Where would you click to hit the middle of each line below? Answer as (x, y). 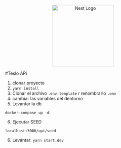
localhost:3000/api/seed (31, 131)
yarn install (26, 89)
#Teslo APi (16, 73)
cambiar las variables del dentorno (47, 99)
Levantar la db (27, 104)
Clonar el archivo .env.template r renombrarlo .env (64, 93)
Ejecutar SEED (27, 122)
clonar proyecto (28, 83)
